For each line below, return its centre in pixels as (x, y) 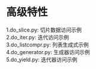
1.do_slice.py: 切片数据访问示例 (44, 30)
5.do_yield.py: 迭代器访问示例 (42, 59)
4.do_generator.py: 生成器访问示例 (48, 52)
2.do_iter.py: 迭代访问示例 (38, 37)
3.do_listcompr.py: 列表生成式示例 (47, 45)
